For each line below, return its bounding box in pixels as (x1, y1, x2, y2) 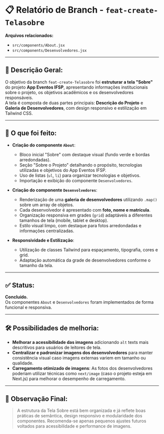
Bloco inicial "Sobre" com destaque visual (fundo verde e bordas (19, 151, 150, 157)
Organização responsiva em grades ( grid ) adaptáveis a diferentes (19, 212, 153, 218)
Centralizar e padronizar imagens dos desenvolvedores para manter (12, 350, 153, 356)
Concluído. (5, 294, 28, 300)
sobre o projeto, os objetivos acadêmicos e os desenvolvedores (5, 89, 134, 95)
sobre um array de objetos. (19, 202, 74, 208)
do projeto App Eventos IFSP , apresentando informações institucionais (5, 84, 148, 90)
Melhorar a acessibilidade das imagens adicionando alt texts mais (12, 339, 149, 345)
